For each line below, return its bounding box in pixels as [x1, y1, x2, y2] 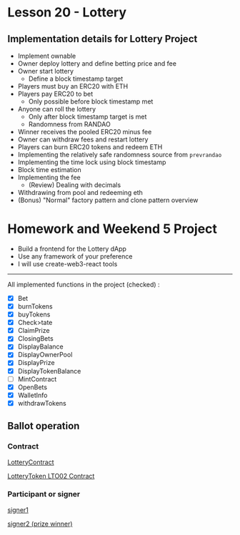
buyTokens [17, 310, 51, 319]
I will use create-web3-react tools [17, 259, 118, 268]
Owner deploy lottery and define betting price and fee [17, 59, 177, 68]
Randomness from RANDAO [28, 120, 111, 129]
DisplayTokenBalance [17, 366, 81, 375]
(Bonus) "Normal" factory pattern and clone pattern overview [17, 196, 199, 204]
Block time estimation [17, 166, 81, 174]
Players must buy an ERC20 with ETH [17, 82, 129, 90]
